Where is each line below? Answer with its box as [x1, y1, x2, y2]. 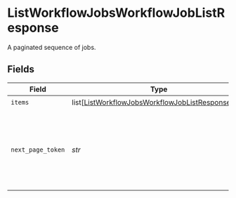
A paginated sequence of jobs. [7, 43, 96, 51]
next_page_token [11, 145, 65, 154]
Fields [7, 63, 35, 75]
